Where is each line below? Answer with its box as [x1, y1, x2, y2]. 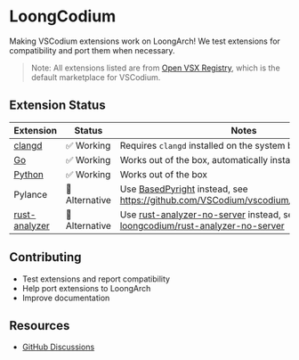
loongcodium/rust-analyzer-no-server [119, 219, 285, 232]
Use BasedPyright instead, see [119, 183, 248, 195]
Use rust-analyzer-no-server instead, [119, 208, 282, 220]
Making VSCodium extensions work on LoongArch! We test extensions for [9, 36, 280, 46]
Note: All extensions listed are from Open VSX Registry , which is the [30, 62, 280, 73]
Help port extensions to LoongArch [21, 282, 151, 293]
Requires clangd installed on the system [119, 139, 286, 151]
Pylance [13, 188, 48, 200]
